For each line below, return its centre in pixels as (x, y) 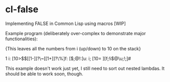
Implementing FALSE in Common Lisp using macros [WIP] (65, 23)
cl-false (22, 9)
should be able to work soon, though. (44, 74)
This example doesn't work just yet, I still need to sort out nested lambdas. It (85, 68)
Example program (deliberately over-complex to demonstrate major (76, 33)
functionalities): (22, 39)
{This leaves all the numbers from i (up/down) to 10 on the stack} (73, 48)
